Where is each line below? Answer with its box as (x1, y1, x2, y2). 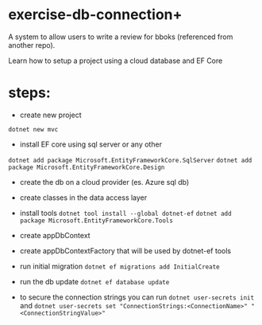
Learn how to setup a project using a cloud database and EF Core (8, 56, 223, 65)
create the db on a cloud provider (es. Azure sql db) (19, 177, 190, 186)
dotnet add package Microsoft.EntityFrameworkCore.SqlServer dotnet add (8, 156, 252, 164)
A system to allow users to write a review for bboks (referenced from (8, 32, 233, 41)
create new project (19, 110, 82, 119)
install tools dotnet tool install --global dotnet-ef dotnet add (19, 208, 232, 217)
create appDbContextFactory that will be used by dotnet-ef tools (19, 245, 232, 256)
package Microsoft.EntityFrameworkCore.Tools (19, 217, 173, 225)
